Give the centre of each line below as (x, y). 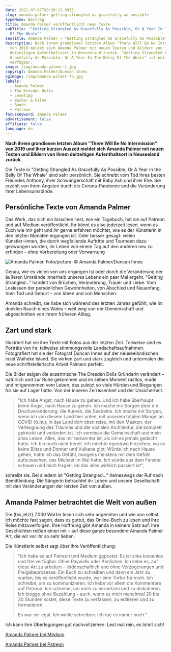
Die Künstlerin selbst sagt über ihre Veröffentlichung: (61, 546)
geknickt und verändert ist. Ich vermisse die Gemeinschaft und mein (89, 433)
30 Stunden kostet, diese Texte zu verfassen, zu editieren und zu (86, 599)
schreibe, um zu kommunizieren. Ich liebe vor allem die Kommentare (89, 583)
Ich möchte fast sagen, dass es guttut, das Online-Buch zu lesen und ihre (82, 520)
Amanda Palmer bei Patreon (35, 644)
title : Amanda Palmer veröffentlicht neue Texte (58, 24)
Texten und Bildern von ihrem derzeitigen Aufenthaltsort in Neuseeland (82, 154)
